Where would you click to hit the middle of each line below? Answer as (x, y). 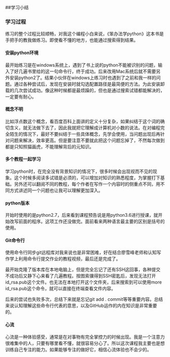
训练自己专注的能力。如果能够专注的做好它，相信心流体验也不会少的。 (78, 349)
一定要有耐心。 (21, 96)
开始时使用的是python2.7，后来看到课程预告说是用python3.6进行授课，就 (82, 215)
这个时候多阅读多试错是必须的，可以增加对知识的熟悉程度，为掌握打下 (87, 177)
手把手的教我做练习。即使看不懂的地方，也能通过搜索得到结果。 (72, 40)
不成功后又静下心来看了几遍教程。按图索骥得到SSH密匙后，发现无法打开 (81, 276)
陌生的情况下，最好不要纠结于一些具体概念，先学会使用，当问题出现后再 (85, 134)
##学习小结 (17, 7)
